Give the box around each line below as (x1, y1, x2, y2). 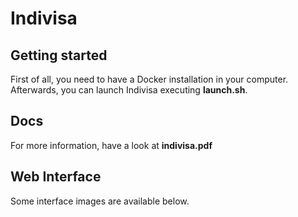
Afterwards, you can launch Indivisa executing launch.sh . (10, 84, 248, 96)
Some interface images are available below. (10, 195, 190, 207)
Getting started (10, 47, 108, 64)
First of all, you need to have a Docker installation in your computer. (10, 73, 289, 85)
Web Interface (10, 168, 102, 186)
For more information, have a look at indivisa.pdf (10, 139, 213, 151)
